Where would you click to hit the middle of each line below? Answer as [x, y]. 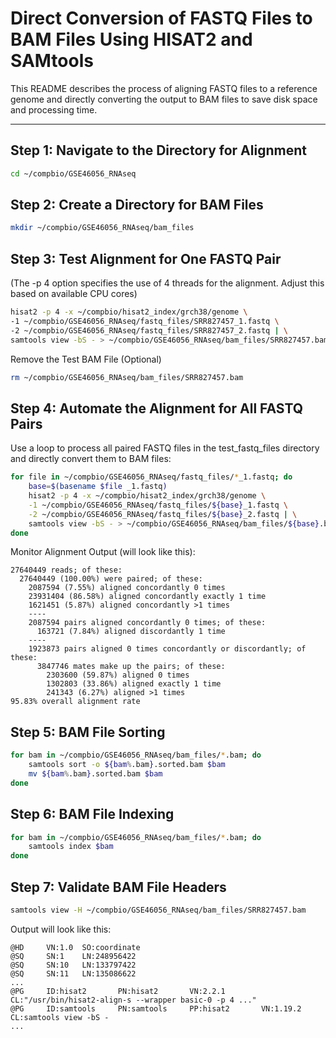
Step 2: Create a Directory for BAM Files [137, 205]
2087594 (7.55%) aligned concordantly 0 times [127, 588]
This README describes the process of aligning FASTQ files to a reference [164, 88]
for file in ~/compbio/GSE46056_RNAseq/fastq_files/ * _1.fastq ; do [151, 477]
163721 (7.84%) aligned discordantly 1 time [131, 632]
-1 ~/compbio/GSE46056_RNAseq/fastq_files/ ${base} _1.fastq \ [158, 505]
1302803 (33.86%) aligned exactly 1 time [134, 684]
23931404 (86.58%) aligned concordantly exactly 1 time [147, 597]
